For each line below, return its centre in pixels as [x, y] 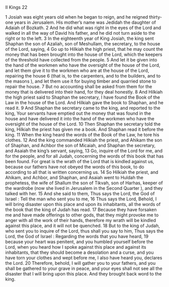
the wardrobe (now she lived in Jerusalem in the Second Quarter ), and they [84, 188]
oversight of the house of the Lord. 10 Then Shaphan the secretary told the [83, 124]
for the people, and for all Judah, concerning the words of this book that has [84, 156]
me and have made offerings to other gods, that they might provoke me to [82, 215]
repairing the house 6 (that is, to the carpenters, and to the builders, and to [83, 76]
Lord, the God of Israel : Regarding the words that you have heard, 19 [77, 236]
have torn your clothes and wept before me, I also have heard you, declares [84, 258]
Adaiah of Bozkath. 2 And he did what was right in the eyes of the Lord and [83, 28]
